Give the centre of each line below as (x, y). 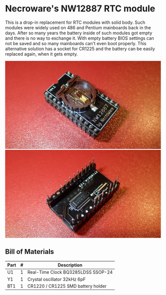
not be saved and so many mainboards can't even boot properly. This (76, 43)
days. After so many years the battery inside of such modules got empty (79, 33)
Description (70, 265)
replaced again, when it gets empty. (41, 54)
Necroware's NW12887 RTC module (80, 9)
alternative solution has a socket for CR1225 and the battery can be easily (80, 49)
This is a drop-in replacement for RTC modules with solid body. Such (75, 22)
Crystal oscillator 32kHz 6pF (57, 279)
